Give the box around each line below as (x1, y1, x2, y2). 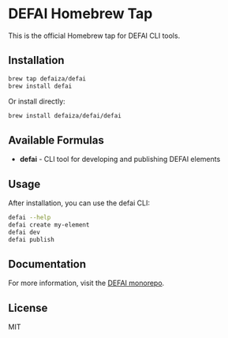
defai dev (8, 228, 41, 236)
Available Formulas (8, 133, 105, 147)
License (8, 301, 48, 314)
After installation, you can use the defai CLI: (8, 198, 150, 208)
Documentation (8, 257, 87, 271)
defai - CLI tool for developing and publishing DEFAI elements (19, 155, 221, 164)
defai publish (8, 235, 55, 243)
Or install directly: (8, 96, 65, 106)
